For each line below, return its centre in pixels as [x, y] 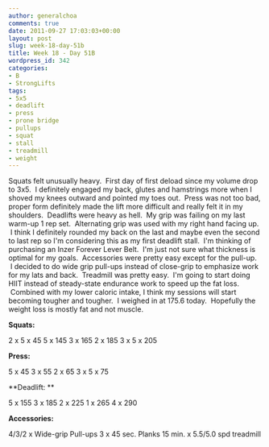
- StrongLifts [32, 83]
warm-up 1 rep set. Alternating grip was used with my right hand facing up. [134, 224]
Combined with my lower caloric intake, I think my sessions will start [123, 292]
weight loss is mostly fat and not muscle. [76, 309]
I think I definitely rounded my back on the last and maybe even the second [135, 232]
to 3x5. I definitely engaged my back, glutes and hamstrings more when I [130, 189]
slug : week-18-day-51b [46, 46]
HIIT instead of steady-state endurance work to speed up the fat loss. [124, 284]
